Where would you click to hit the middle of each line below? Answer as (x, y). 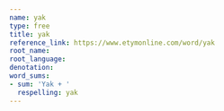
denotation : (31, 68)
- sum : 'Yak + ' (40, 84)
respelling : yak (48, 92)
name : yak (28, 17)
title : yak (30, 34)
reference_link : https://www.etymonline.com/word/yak (112, 43)
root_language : (38, 59)
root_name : (30, 51)
